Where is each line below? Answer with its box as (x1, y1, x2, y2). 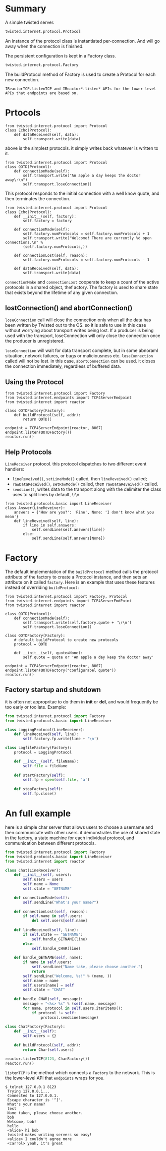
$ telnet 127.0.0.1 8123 (5, 1085, 56, 1090)
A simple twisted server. (5, 19, 55, 25)
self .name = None (23, 882, 58, 887)
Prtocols (5, 107, 41, 118)
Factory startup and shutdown (5, 686, 101, 694)
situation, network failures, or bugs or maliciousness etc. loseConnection (5, 353, 153, 359)
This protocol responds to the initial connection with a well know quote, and (5, 190, 160, 196)
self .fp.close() (23, 791, 56, 796)
